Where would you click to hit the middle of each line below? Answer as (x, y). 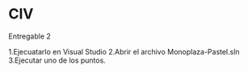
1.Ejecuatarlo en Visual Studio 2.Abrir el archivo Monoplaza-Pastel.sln (124, 51)
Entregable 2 (29, 36)
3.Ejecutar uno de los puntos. (57, 60)
